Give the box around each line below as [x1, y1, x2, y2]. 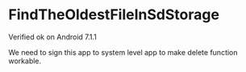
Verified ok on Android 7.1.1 [8, 32, 97, 42]
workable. [8, 56, 42, 66]
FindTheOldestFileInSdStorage [8, 6, 220, 24]
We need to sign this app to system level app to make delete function [8, 47, 238, 57]
